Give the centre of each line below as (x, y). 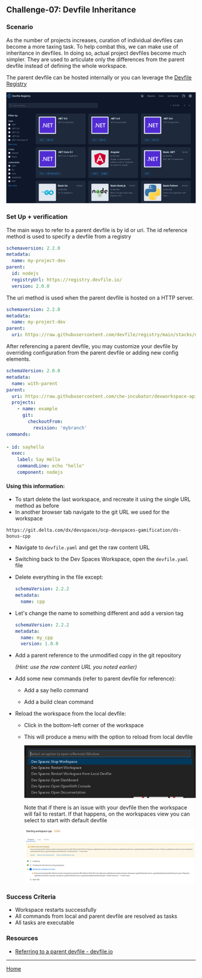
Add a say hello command (56, 690)
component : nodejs (40, 472)
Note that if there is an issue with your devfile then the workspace (106, 807)
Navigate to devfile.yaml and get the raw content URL (82, 547)
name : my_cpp (37, 638)
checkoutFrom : (45, 422)
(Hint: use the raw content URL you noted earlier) (76, 667)
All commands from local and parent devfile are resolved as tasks (96, 916)
